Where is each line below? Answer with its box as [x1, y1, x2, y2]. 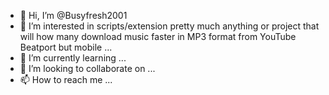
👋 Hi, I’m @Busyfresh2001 [19, 10, 128, 21]
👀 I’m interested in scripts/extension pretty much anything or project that [19, 20, 320, 32]
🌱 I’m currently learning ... [19, 52, 127, 64]
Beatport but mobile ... [19, 41, 113, 53]
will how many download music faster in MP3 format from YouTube [19, 31, 297, 42]
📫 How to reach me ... [19, 74, 113, 85]
